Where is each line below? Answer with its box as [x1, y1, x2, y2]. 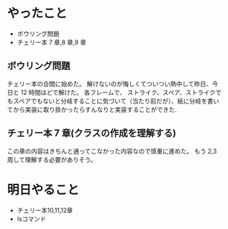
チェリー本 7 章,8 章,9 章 [16, 38, 87, 46]
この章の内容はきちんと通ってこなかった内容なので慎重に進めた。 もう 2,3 [7, 147, 217, 155]
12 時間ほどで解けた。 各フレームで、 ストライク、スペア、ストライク [20, 88, 216, 96]
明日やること [7, 182, 80, 197]
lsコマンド [16, 215, 47, 223]
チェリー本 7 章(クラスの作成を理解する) [7, 128, 177, 139]
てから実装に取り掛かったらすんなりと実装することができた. [7, 105, 177, 113]
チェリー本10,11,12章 [16, 206, 73, 214]
